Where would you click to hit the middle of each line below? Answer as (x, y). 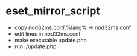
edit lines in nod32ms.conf (47, 33)
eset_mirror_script (53, 11)
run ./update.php (35, 46)
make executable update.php (50, 40)
